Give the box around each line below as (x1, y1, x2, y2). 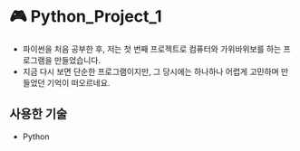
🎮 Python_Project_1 (9, 6, 162, 27)
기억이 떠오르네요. (46, 77, 111, 88)
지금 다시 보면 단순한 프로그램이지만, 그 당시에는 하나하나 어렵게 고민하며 (22, 66, 279, 77)
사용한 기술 (9, 107, 68, 122)
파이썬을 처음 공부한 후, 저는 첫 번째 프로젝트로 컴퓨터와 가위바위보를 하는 (22, 43, 282, 54)
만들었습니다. (53, 54, 102, 65)
